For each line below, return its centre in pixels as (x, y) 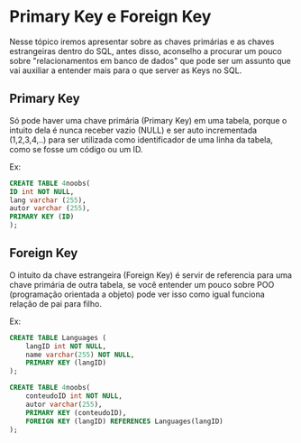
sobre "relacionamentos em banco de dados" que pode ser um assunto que (150, 60)
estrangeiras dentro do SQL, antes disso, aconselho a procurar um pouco (146, 51)
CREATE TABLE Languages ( (58, 337)
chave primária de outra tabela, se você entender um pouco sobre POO (142, 284)
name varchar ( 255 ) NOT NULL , (80, 355)
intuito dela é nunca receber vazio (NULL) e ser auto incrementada (133, 130)
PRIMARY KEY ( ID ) (42, 217)
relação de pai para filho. (55, 303)
